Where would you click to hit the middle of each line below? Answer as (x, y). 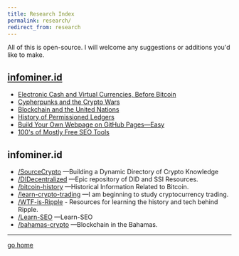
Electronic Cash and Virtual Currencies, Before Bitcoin (97, 95)
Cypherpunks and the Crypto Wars (69, 102)
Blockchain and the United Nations (68, 110)
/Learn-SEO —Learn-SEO (55, 217)
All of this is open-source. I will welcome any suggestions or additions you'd (119, 48)
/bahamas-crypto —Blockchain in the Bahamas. (87, 224)
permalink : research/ (39, 21)
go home (21, 245)
